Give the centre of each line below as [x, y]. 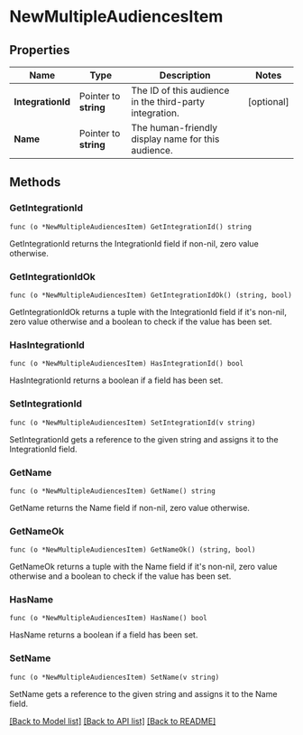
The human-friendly [174, 128]
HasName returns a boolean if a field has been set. [104, 635]
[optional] [268, 102]
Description [185, 75]
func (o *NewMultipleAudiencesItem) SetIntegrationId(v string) [133, 423]
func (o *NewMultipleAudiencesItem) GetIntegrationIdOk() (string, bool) [151, 295]
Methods [35, 182]
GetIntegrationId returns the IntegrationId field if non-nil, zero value [134, 243]
